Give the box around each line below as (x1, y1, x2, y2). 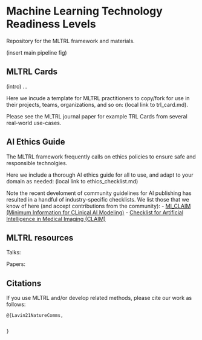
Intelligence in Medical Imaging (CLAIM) (6, 215, 106, 222)
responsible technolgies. (6, 159, 68, 166)
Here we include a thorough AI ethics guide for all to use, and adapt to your (6, 171, 194, 178)
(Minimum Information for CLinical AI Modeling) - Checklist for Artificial (6, 208, 183, 216)
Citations (6, 278, 42, 288)
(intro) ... (6, 83, 28, 90)
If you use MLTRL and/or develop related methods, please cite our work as (6, 294, 192, 302)
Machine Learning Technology (6, 4, 163, 18)
